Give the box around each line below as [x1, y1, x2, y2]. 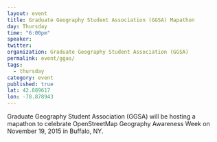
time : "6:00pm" [7, 29, 51, 37]
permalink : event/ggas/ [7, 55, 76, 62]
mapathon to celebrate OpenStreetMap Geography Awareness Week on [7, 120, 211, 128]
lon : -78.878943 [7, 94, 54, 101]
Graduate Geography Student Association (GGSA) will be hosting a [7, 112, 196, 121]
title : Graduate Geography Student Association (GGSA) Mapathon [7, 17, 195, 23]
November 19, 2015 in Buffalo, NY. [7, 127, 104, 135]
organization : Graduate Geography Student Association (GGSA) [7, 49, 189, 56]
